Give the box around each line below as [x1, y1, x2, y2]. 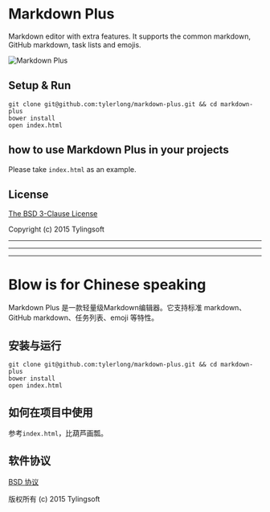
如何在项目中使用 [8, 405, 93, 419]
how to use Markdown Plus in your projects [8, 143, 229, 157]
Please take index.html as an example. [8, 164, 137, 174]
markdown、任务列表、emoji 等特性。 [33, 313, 159, 322]
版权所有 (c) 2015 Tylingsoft [8, 494, 100, 503]
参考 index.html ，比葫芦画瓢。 [8, 428, 108, 438]
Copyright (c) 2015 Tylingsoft [8, 224, 104, 234]
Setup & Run [8, 79, 72, 92]
